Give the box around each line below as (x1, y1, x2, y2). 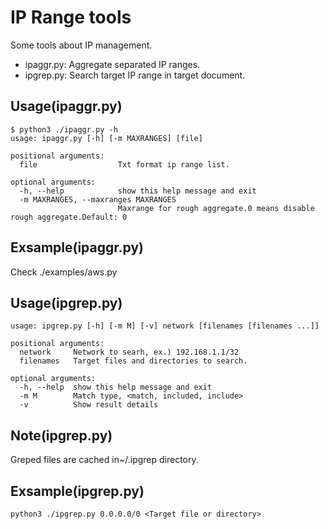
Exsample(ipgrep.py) (10, 482, 145, 500)
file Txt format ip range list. (19, 159, 230, 170)
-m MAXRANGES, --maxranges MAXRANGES (19, 194, 177, 205)
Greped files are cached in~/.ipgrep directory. (10, 454, 199, 466)
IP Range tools (10, 6, 132, 29)
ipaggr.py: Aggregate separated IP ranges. (24, 58, 201, 70)
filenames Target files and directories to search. (19, 356, 248, 366)
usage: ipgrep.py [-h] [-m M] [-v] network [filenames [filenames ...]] (10, 321, 320, 331)
